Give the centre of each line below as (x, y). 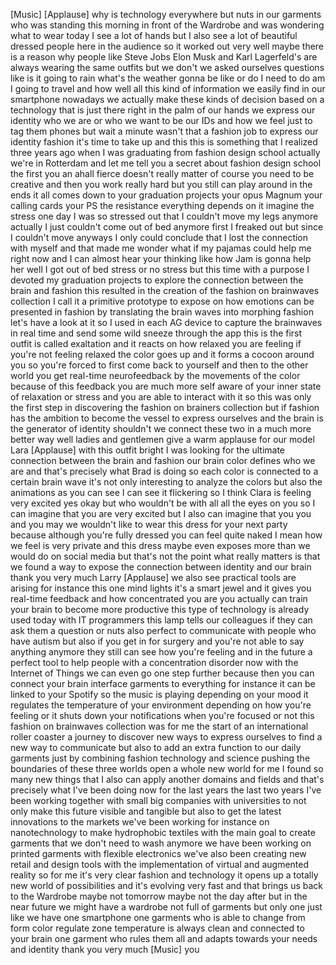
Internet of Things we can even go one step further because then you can (162, 673)
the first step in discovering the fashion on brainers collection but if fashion (165, 407)
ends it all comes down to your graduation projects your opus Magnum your (166, 195)
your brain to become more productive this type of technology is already (160, 609)
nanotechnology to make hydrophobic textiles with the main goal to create (163, 832)
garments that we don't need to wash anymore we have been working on (161, 843)
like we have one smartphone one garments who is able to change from (158, 917)
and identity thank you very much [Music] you (105, 949)
